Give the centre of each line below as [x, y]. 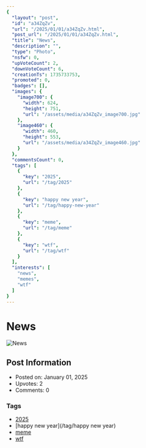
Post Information [39, 362]
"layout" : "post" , [35, 18]
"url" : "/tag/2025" [47, 183]
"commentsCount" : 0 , [38, 160]
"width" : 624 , [41, 103]
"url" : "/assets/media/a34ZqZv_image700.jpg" [81, 114]
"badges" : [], [30, 86]
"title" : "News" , [34, 40]
